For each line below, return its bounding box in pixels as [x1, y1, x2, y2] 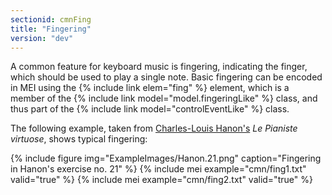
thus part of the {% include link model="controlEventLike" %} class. [10, 103, 290, 115]
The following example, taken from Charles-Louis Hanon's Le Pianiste [10, 122, 298, 135]
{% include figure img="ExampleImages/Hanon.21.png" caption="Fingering [10, 152, 322, 165]
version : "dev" [10, 33, 74, 43]
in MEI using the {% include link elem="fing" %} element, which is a [10, 82, 290, 94]
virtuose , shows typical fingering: [10, 133, 148, 145]
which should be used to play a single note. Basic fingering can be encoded [10, 71, 323, 83]
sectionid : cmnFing [10, 14, 92, 25]
